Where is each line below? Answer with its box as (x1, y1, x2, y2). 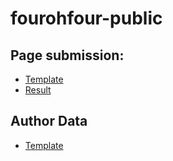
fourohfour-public (10, 7, 163, 30)
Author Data (10, 113, 88, 130)
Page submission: (10, 47, 125, 64)
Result (24, 84, 52, 96)
